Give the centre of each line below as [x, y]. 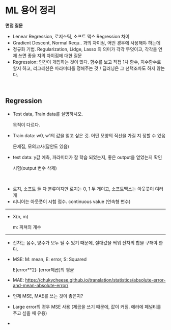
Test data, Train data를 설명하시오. [48, 114]
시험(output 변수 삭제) [35, 168]
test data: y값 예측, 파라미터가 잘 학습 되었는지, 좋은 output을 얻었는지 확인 [87, 157]
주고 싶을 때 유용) [30, 313]
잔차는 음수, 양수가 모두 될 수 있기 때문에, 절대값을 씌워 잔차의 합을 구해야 [85, 242]
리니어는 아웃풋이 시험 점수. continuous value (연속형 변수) [72, 201]
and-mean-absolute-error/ [40, 285]
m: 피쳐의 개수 [27, 227]
